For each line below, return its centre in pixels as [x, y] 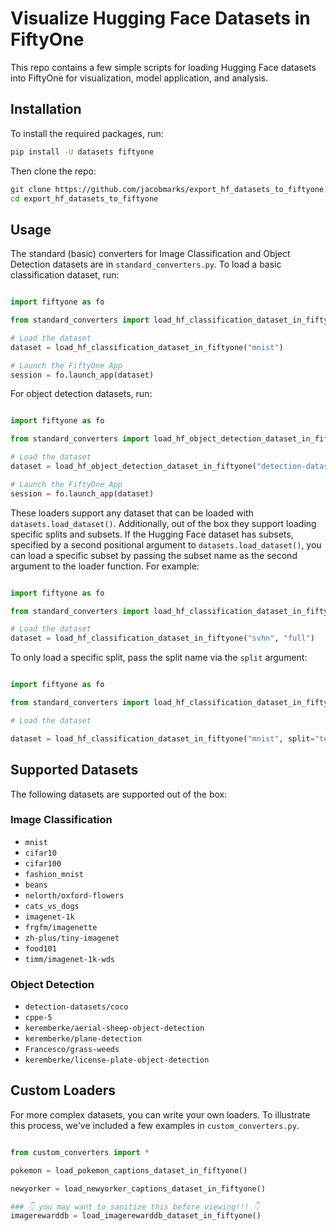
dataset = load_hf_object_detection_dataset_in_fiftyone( [133, 467]
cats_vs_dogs [52, 906]
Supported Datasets [74, 770]
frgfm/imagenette [61, 927]
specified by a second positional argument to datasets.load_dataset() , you [166, 544]
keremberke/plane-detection [83, 1039]
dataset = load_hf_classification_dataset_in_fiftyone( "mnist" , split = [162, 738]
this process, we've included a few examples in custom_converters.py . [155, 1125]
